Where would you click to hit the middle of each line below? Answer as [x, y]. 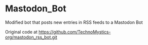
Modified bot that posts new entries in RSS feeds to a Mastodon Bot [74, 22]
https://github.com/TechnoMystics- [75, 32]
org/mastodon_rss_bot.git [31, 37]
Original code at [21, 32]
